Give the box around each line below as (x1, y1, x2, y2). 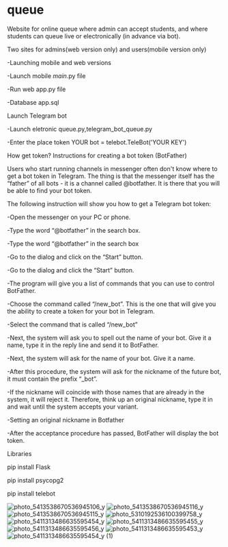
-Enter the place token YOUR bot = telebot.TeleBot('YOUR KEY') (7, 138, 187, 146)
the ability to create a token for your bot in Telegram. (7, 307, 155, 315)
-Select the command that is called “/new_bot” (7, 320, 138, 329)
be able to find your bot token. (7, 186, 92, 194)
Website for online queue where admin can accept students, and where (7, 25, 208, 33)
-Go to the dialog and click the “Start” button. (7, 266, 134, 274)
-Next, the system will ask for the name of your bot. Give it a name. (7, 354, 196, 362)
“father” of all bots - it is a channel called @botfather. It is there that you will (7, 179, 220, 187)
